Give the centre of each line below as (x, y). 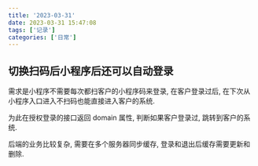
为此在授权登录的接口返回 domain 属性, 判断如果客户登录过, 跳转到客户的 (126, 117)
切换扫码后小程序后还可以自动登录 (91, 71)
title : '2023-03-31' (42, 15)
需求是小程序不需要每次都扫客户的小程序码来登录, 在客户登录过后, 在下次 (126, 92)
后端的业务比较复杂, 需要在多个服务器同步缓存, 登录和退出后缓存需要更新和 (129, 144)
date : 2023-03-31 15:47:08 (52, 23)
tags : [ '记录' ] (32, 30)
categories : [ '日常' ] (42, 37)
